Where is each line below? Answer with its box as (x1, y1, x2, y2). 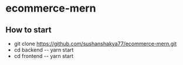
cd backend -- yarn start (13, 46, 74, 53)
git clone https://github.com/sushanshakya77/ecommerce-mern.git (13, 40, 177, 47)
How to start (5, 25, 52, 35)
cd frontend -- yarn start (13, 53, 74, 59)
